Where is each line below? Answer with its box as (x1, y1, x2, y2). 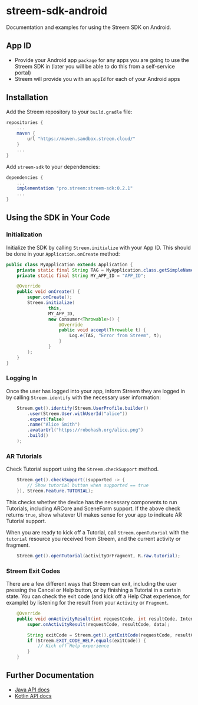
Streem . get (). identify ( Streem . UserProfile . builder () (16, 405, 149, 411)
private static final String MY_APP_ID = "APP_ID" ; (16, 273, 146, 279)
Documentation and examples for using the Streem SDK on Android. (6, 24, 171, 31)
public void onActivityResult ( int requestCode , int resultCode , (16, 616, 178, 622)
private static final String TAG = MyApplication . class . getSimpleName (16, 267, 194, 273)
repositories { (6, 119, 44, 125)
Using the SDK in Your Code (6, 213, 110, 223)
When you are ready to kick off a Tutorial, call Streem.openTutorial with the (6, 528, 189, 536)
